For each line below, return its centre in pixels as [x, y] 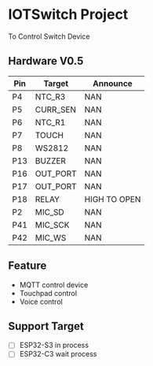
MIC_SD [49, 212]
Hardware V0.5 [46, 61]
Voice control [41, 301]
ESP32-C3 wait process [58, 354]
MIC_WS [51, 237]
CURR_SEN [56, 110]
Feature [27, 266]
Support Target [46, 326]
